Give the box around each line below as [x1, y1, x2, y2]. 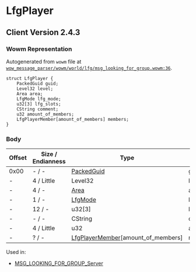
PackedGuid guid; [16, 81, 59, 86]
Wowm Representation [6, 45, 72, 53]
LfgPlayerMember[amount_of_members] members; [16, 116, 129, 122]
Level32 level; [16, 86, 54, 92]
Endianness [32, 158, 66, 166]
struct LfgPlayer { [6, 75, 54, 81]
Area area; [16, 90, 43, 97]
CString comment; [16, 106, 59, 112]
